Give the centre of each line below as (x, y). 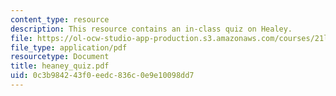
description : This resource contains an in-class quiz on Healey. (151, 29)
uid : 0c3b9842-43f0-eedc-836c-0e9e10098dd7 (102, 76)
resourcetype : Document (60, 57)
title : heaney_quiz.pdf (60, 66)
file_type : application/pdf (69, 47)
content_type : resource (60, 19)
